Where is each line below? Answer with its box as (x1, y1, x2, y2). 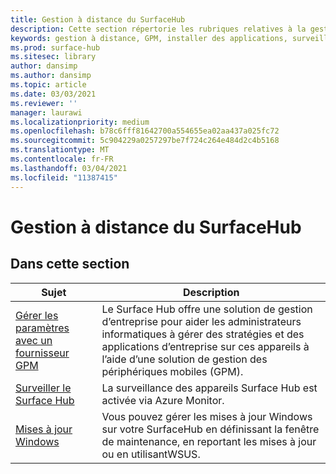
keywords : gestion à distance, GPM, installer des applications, (10, 33, 288, 43)
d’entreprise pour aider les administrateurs (101, 314, 302, 328)
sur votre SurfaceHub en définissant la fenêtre (101, 422, 320, 436)
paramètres (15, 321, 70, 335)
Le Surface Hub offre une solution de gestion (101, 302, 313, 316)
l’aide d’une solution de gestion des (101, 352, 268, 366)
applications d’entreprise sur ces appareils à (101, 339, 310, 353)
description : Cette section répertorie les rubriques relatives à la (10, 24, 307, 34)
